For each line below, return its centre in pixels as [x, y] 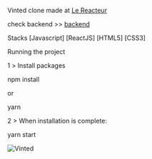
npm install [24, 79]
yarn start [22, 134]
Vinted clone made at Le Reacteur [57, 10]
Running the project [36, 52]
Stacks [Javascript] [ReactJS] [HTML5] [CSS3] [77, 38]
